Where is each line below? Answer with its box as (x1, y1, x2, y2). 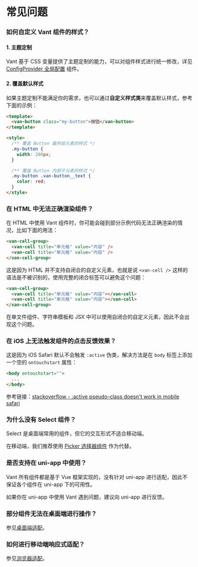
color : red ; (17, 178, 46, 185)
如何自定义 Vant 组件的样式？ (6, 28, 90, 36)
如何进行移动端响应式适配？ (6, 540, 85, 548)
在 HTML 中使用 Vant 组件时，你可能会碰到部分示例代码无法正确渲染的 (6, 219, 178, 226)
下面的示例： (6, 102, 37, 109)
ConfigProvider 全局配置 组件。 (6, 66, 83, 73)
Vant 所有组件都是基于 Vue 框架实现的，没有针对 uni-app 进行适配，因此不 (6, 473, 188, 480)
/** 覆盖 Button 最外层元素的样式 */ (11, 141, 96, 146)
